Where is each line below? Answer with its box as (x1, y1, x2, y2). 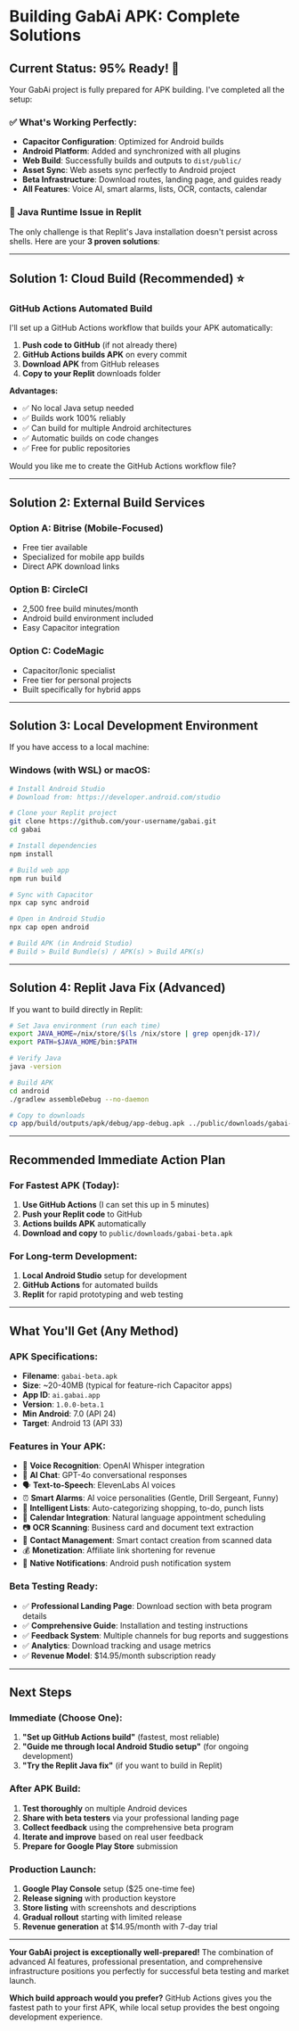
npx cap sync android (9, 898, 90, 907)
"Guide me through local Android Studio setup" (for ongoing (21, 1741, 249, 1752)
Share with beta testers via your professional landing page (21, 1812, 239, 1823)
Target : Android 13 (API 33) (21, 1418, 123, 1429)
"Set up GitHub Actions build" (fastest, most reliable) (21, 1732, 220, 1743)
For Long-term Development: (9, 1250, 138, 1262)
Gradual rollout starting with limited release (21, 1911, 182, 1922)
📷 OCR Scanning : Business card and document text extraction (21, 1523, 254, 1533)
